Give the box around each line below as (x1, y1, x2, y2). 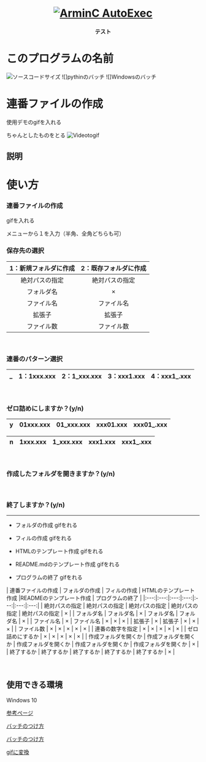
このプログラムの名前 (6, 52, 114, 65)
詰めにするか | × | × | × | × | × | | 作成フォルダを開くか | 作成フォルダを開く (6, 633, 196, 640)
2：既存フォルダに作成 (80, 264, 147, 272)
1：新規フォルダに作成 (9, 264, 75, 272)
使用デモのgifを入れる (6, 118, 62, 125)
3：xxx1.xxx (107, 372, 145, 380)
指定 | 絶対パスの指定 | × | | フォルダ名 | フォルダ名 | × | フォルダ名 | (6, 610, 178, 617)
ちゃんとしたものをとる (6, 132, 66, 139)
